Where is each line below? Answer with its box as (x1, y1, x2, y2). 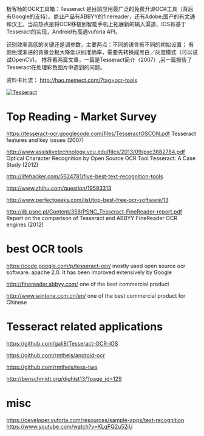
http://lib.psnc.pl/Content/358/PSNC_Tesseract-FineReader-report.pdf (6, 208, 183, 215)
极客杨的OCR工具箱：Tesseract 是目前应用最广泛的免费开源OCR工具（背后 (6, 5, 194, 12)
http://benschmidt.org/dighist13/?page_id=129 (6, 375, 122, 382)
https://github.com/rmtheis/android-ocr (6, 351, 105, 359)
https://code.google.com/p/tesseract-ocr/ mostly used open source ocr (6, 262, 186, 269)
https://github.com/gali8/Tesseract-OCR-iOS (6, 340, 118, 347)
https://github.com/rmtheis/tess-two (6, 363, 98, 371)
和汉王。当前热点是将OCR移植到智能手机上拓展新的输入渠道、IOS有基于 (6, 21, 186, 27)
